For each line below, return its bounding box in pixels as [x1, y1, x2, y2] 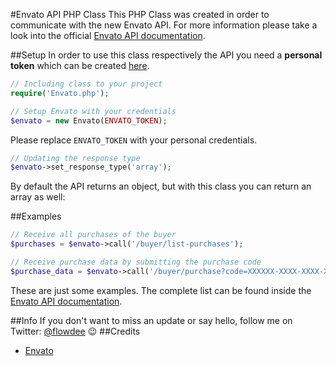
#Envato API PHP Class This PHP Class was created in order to [10, 9, 270, 20]
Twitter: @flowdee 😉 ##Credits [10, 325, 141, 337]
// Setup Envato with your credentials [10, 106, 177, 116]
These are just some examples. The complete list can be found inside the [10, 284, 312, 296]
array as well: [10, 191, 66, 203]
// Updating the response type [10, 153, 141, 163]
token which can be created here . [10, 60, 150, 71]
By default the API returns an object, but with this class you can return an [10, 180, 312, 193]
